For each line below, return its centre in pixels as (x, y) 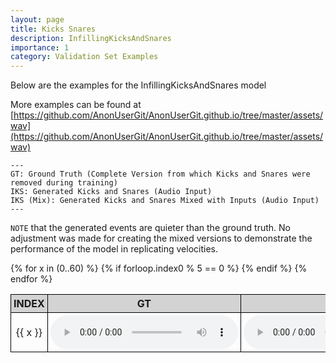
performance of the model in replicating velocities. (114, 249)
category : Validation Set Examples (84, 57)
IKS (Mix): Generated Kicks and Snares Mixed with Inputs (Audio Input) (165, 201)
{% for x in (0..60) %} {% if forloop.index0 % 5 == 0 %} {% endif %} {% (159, 268)
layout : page (37, 19)
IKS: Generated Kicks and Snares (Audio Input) (111, 192)
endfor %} (31, 279)
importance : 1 (40, 47)
